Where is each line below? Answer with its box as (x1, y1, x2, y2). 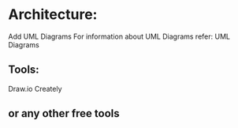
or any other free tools (8, 107, 120, 120)
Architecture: (8, 6, 98, 24)
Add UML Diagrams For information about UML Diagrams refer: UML (8, 32, 231, 41)
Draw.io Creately (8, 84, 62, 93)
